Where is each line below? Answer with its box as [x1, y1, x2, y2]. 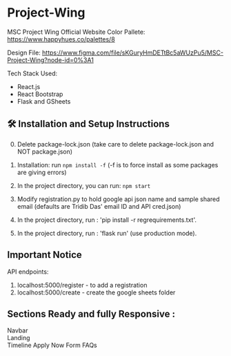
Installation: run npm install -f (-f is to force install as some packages [17, 160, 219, 169]
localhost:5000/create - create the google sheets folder [17, 288, 176, 297]
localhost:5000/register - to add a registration [17, 281, 148, 289]
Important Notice [7, 249, 82, 261]
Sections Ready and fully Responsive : [7, 308, 176, 319]
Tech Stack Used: [7, 69, 58, 77]
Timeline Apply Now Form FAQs [7, 341, 98, 350]
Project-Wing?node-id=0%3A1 [7, 55, 94, 64]
